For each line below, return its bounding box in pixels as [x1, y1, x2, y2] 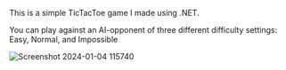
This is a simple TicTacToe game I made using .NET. [9, 8, 200, 18]
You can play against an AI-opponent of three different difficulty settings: [9, 25, 278, 35]
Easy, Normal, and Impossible [9, 35, 118, 44]
